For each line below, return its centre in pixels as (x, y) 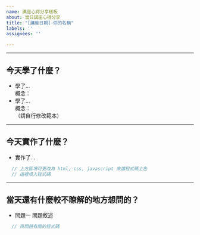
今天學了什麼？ (34, 70)
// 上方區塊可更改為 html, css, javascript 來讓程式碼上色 (79, 168)
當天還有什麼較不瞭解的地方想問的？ (73, 200)
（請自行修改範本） (38, 115)
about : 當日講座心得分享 (33, 17)
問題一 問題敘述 (34, 215)
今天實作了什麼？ (37, 142)
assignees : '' (24, 34)
